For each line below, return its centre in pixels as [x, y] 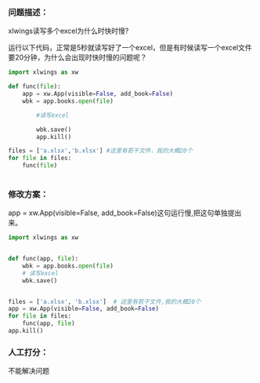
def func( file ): [34, 87]
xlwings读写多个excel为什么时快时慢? [69, 31]
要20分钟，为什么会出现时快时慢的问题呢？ [78, 57]
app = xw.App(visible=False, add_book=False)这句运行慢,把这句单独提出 [125, 213]
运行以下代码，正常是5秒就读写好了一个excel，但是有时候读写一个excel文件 [130, 48]
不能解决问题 [29, 371]
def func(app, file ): [43, 259]
